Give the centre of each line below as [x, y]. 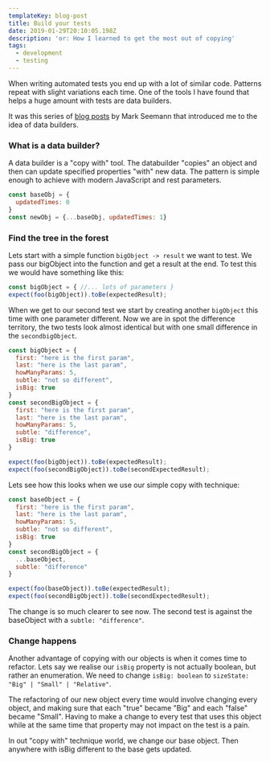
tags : [17, 46]
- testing [32, 61]
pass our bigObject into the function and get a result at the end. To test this [133, 264]
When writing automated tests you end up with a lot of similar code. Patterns [135, 83]
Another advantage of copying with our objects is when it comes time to [128, 658]
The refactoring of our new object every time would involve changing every [133, 699]
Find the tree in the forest [59, 238]
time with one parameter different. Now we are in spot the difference [122, 318]
